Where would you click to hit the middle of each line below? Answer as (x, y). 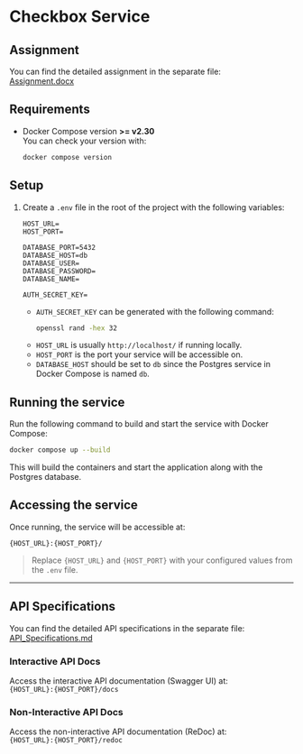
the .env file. (55, 569)
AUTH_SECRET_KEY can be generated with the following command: (155, 311)
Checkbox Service (80, 17)
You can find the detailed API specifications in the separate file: (127, 628)
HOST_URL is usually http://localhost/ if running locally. (139, 345)
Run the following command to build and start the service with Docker (139, 424)
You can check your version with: (84, 141)
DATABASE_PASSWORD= (59, 271)
